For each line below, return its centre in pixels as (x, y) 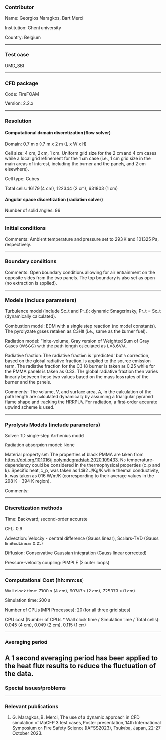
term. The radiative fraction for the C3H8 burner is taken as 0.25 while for (80, 366)
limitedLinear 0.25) (24, 543)
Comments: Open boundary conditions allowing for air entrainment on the (80, 272)
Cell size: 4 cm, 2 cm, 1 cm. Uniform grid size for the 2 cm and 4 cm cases (81, 153)
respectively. (18, 244)
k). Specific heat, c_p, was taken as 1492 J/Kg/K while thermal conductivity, (82, 470)
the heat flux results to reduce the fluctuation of (81, 666)
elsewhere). (17, 169)
